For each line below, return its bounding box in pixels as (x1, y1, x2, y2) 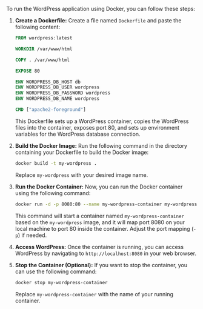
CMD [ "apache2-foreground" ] (15, 107, 86, 113)
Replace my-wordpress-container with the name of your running (15, 290, 174, 297)
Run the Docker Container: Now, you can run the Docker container (15, 183, 183, 190)
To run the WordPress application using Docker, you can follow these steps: (6, 5, 195, 12)
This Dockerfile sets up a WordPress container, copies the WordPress (15, 118, 189, 125)
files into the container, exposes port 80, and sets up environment (15, 124, 180, 131)
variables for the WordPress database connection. (15, 130, 141, 138)
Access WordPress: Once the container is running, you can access (15, 243, 184, 250)
